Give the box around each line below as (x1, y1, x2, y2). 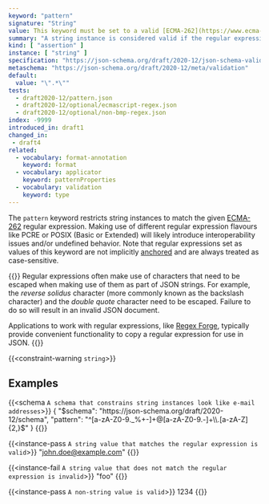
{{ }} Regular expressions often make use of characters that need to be (8, 270, 240, 281)
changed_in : (8, 131, 48, 139)
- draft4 (11, 138, 42, 147)
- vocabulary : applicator (15, 169, 102, 177)
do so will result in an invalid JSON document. (8, 305, 160, 315)
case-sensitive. (8, 255, 59, 265)
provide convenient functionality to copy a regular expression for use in (8, 329, 244, 339)
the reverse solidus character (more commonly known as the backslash (8, 288, 244, 298)
